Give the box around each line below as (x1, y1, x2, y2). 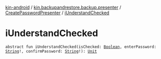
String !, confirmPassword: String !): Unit (5, 48, 97, 54)
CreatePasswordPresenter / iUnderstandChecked (5, 10, 110, 16)
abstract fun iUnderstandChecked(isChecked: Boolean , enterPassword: (5, 44, 157, 49)
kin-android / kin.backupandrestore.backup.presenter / (5, 5, 122, 10)
